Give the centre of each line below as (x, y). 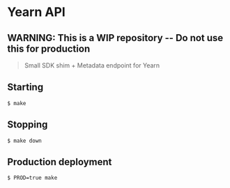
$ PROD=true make (32, 178)
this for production (49, 48)
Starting (25, 87)
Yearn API (37, 12)
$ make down (24, 141)
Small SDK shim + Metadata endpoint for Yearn (92, 65)
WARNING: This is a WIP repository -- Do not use (115, 38)
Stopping (28, 125)
